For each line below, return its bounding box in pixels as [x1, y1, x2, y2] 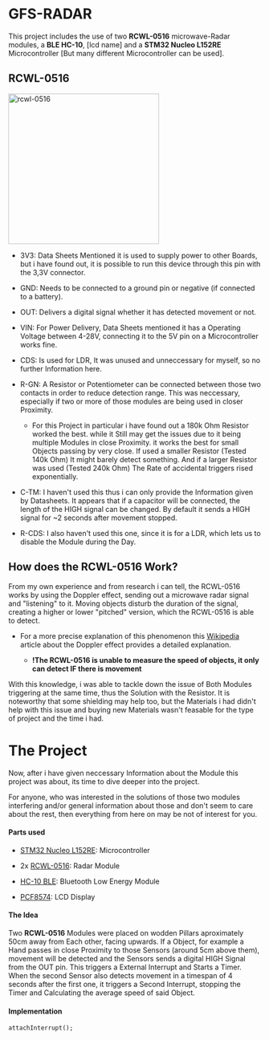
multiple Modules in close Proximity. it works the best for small [31, 437, 239, 447]
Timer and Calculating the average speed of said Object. [8, 988, 195, 997]
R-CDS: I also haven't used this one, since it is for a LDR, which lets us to [19, 528, 261, 538]
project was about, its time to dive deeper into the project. [8, 776, 200, 786]
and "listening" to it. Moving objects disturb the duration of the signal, [8, 599, 238, 608]
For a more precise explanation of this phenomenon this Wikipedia [19, 631, 239, 640]
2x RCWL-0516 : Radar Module [19, 860, 120, 871]
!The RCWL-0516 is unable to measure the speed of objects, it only [31, 655, 259, 664]
